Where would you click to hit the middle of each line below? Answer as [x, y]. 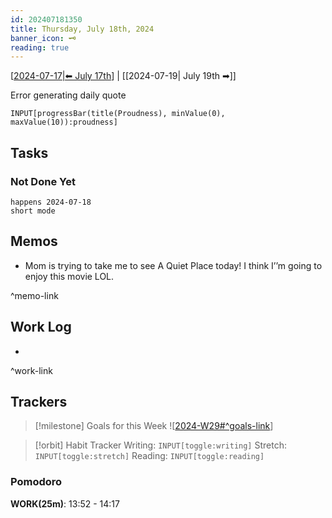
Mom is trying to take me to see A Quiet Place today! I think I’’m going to [173, 265]
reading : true [40, 47]
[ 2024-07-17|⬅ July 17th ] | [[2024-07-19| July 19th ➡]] [123, 76]
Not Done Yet [43, 181]
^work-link [31, 370]
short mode [33, 211]
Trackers [39, 401]
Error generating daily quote [68, 95]
